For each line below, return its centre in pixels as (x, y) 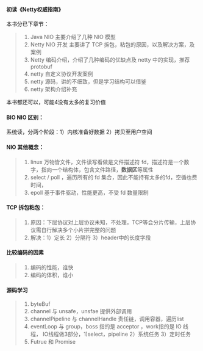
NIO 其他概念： (25, 147)
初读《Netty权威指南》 (35, 9)
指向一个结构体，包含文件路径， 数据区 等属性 (97, 169)
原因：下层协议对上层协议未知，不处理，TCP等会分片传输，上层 (110, 222)
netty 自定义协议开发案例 (62, 74)
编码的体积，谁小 (52, 275)
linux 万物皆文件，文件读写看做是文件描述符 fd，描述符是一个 (107, 162)
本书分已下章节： (28, 24)
